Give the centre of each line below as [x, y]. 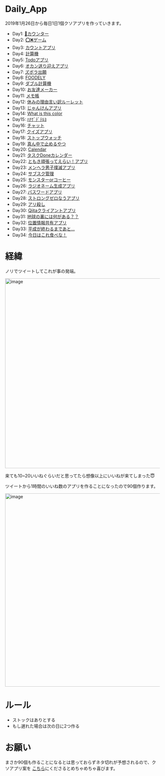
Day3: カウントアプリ [34, 47]
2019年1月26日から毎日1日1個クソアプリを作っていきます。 [64, 23]
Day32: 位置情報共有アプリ [40, 222]
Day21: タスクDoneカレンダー [42, 155]
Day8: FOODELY [29, 78]
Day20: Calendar [29, 149]
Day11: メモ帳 [26, 95]
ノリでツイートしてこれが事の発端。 [42, 271]
